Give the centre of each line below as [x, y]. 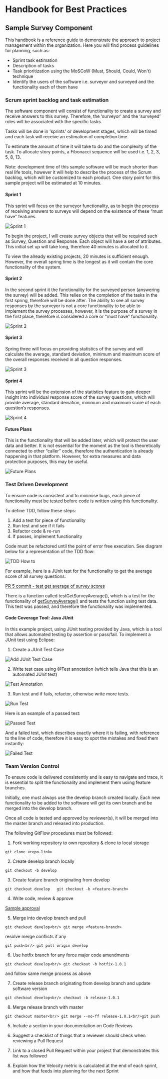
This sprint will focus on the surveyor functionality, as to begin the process [82, 206]
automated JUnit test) [35, 674]
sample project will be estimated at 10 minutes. [53, 183]
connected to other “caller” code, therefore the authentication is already [79, 451]
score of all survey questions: [35, 576]
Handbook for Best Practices [66, 9]
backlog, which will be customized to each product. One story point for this [82, 177]
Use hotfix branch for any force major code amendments [71, 955]
